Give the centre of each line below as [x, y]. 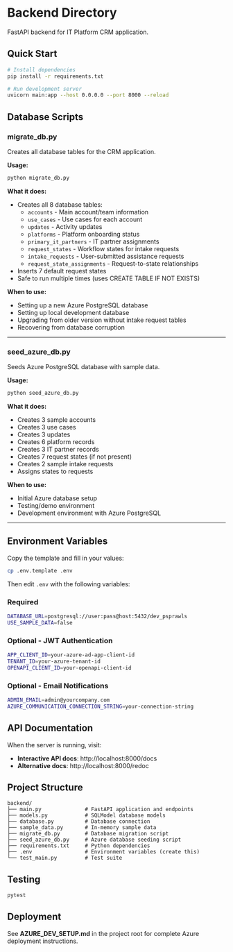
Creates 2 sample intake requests [65, 464]
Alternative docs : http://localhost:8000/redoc [83, 765]
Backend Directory [62, 13]
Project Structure [45, 787]
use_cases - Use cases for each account [85, 219]
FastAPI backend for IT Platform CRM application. [78, 32]
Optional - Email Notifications [58, 686]
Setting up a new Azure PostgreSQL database [83, 305]
